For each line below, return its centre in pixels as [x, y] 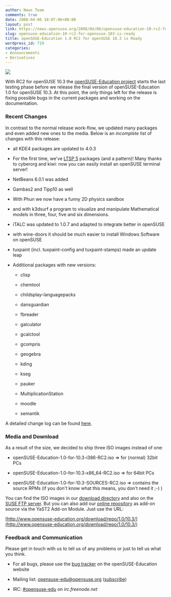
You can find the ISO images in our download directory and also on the [79, 498]
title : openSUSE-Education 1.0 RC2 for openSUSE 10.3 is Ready [74, 39]
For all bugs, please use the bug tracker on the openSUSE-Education [85, 564]
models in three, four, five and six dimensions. [61, 214]
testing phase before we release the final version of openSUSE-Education [82, 87]
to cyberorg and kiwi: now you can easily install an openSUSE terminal [86, 164]
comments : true [21, 15]
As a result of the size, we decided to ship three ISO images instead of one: [84, 447]
